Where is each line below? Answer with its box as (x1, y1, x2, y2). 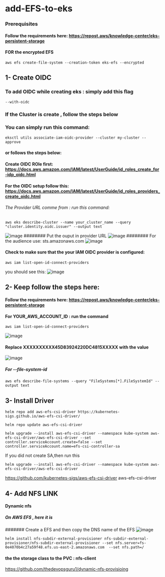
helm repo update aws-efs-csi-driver (5, 422, 83, 427)
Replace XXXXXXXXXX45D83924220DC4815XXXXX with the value (5, 344, 149, 350)
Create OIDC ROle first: (5, 161, 53, 167)
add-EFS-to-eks (5, 3, 73, 14)
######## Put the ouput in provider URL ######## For (24, 232, 157, 239)
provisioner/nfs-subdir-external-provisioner (5, 541, 100, 545)
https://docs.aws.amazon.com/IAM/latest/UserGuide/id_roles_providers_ (5, 188, 160, 194)
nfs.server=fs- (115, 541, 147, 545)
